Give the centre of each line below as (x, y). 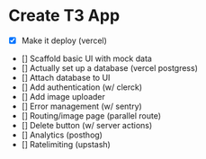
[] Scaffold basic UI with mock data (86, 58)
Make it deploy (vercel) (64, 40)
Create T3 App (64, 16)
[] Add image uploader (63, 97)
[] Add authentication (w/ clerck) (82, 87)
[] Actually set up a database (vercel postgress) (110, 68)
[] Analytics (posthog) (62, 135)
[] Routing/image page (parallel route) (91, 116)
